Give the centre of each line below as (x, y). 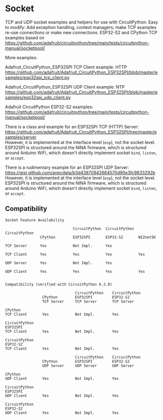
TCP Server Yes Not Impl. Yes (59, 246)
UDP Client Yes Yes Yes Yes (75, 271)
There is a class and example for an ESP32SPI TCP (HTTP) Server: (72, 127)
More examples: (21, 57)
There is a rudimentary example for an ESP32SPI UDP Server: (67, 167)
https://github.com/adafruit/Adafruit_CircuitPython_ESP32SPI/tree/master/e (81, 132)
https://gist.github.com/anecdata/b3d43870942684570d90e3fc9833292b (80, 172)
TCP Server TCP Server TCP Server (88, 302)
